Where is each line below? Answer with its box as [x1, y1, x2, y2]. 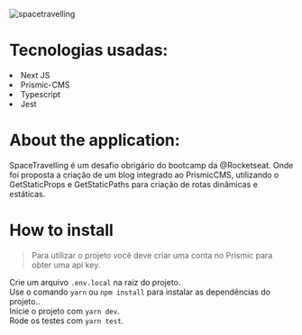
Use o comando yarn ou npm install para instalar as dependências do [9, 286, 270, 297]
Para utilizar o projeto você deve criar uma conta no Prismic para [31, 249, 273, 260]
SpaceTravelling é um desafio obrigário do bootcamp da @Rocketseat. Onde [9, 159, 294, 170]
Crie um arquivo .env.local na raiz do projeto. [9, 276, 181, 287]
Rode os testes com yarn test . [9, 315, 124, 326]
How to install [9, 221, 114, 240]
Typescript [21, 88, 61, 99]
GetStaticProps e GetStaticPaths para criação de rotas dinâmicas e [9, 178, 259, 189]
